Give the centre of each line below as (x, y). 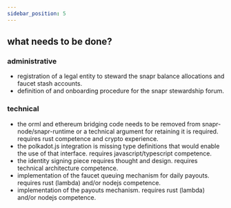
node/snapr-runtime (46, 131)
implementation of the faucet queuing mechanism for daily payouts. (113, 175)
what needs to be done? (60, 42)
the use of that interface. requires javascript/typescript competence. (114, 153)
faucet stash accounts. (50, 84)
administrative (32, 61)
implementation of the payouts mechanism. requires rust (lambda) (111, 190)
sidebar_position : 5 (37, 13)
